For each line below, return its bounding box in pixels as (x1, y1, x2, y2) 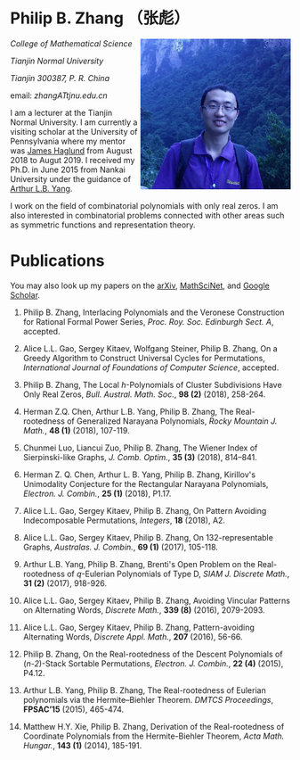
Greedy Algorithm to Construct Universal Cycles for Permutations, (22, 352, 266, 363)
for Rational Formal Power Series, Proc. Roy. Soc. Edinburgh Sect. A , (22, 316, 274, 326)
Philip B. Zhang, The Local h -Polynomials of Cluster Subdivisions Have (22, 379, 283, 390)
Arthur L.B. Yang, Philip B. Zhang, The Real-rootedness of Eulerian (22, 684, 266, 696)
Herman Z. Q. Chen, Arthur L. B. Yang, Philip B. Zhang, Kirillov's (22, 469, 256, 480)
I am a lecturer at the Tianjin (10, 107, 113, 118)
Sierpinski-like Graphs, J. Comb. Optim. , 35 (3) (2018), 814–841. (22, 451, 257, 462)
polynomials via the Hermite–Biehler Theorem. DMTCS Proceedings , (22, 694, 274, 705)
